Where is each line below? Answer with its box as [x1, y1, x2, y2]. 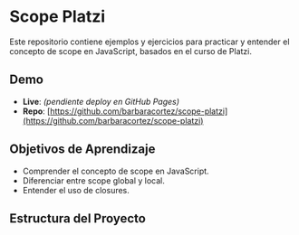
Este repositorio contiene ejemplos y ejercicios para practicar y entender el [9, 36, 290, 47]
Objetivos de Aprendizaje [9, 142, 156, 157]
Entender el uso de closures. [22, 184, 130, 195]
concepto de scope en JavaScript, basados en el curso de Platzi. [9, 45, 252, 56]
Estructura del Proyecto [9, 211, 147, 226]
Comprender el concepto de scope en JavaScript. [22, 165, 210, 176]
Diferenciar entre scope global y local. [22, 174, 166, 186]
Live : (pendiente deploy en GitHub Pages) [22, 96, 179, 107]
